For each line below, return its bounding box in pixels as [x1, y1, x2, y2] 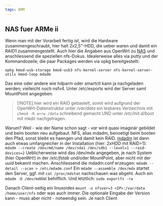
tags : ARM [5, 7, 25, 12]
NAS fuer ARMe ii [5, 25, 59, 33]
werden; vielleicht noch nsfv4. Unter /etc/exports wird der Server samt [5, 86, 147, 92]
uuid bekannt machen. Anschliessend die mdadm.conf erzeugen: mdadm [5, 160, 147, 166]
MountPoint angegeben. [5, 91, 53, 97]
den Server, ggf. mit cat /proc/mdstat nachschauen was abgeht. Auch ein [5, 171, 153, 176]
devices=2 [5, 151, 25, 156]
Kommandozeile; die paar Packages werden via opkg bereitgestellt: [5, 59, 140, 64]
